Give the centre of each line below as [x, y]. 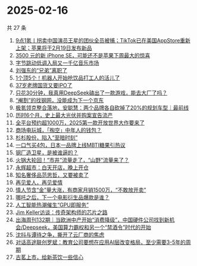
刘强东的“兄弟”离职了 [41, 70]
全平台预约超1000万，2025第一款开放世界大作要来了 [80, 123]
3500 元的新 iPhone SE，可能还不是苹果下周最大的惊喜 [83, 55]
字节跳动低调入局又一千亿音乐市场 [57, 63]
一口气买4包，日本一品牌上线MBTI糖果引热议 [70, 145]
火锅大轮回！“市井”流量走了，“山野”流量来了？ [72, 160]
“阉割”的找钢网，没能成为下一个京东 [60, 100]
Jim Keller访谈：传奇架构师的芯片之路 [61, 212]
